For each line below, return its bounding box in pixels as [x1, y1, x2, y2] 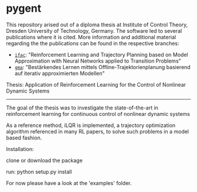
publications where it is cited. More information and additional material [6, 33, 176, 40]
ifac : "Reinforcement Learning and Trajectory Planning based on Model [14, 51, 189, 58]
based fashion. [6, 134, 42, 141]
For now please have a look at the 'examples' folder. [6, 179, 132, 186]
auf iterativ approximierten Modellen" [14, 70, 105, 77]
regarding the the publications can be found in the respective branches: [6, 40, 180, 47]
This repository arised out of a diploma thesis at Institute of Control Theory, [6, 21, 188, 28]
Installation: [6, 145, 34, 152]
